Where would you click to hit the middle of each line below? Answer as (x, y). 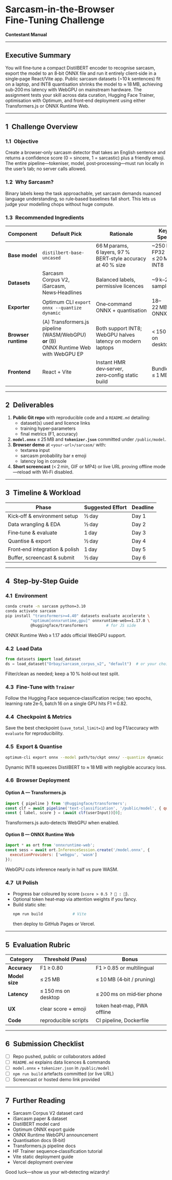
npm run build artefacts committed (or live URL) (63, 1073)
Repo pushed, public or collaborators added (59, 1056)
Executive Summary (38, 56)
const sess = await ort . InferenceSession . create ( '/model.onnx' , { (78, 850)
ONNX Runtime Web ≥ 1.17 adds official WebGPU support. (66, 635)
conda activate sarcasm (31, 611)
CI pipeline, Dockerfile (122, 1020)
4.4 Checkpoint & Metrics (38, 717)
